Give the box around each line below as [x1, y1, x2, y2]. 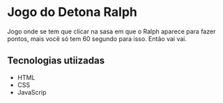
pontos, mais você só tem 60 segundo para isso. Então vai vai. [7, 34, 187, 42]
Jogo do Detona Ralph [7, 4, 138, 20]
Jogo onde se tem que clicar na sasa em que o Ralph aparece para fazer [7, 27, 216, 35]
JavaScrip [17, 88, 47, 96]
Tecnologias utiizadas [7, 55, 105, 67]
